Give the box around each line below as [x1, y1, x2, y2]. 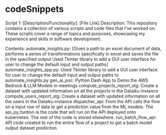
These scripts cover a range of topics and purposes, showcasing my [5, 30, 145, 36]
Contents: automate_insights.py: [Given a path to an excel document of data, [5, 45, 162, 51]
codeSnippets [5, 3, 64, 15]
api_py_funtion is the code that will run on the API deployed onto [5, 109, 136, 115]
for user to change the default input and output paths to [5, 72, 119, 78]
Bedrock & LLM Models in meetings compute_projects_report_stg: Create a [5, 82, 159, 88]
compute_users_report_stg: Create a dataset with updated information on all [5, 93, 160, 99]
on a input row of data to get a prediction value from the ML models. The [5, 104, 154, 110]
